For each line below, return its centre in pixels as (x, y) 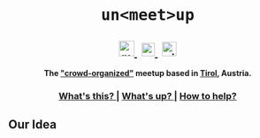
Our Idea (32, 125)
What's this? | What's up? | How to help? (148, 96)
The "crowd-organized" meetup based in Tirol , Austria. (148, 73)
